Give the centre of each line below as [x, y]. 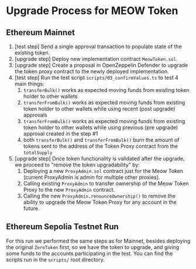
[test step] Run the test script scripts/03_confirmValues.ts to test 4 [96, 78]
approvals [35, 115]
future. [31, 208]
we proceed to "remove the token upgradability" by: [77, 165]
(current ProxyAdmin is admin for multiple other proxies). [92, 177]
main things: [30, 84]
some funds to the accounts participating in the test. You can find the [90, 253]
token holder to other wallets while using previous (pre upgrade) [101, 127]
